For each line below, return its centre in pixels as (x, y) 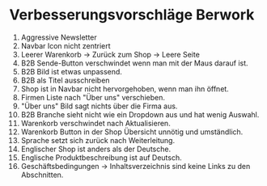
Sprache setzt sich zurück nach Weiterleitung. (98, 140)
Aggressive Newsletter (59, 37)
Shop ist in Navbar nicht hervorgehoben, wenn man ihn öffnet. (125, 89)
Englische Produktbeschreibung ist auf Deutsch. (101, 157)
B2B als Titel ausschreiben (65, 80)
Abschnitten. (42, 175)
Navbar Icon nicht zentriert (66, 45)
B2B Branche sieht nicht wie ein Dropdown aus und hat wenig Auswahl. (140, 114)
